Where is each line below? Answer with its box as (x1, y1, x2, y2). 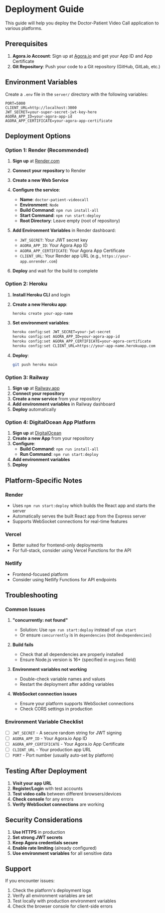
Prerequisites (5, 40, 48, 48)
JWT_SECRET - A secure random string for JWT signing (12, 730, 122, 736)
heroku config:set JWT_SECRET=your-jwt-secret (12, 330, 111, 335)
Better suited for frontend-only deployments (12, 542, 103, 548)
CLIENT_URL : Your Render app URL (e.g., (19, 253, 101, 259)
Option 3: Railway (5, 374, 49, 381)
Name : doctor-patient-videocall (19, 197, 89, 203)
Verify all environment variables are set (12, 893, 93, 899)
